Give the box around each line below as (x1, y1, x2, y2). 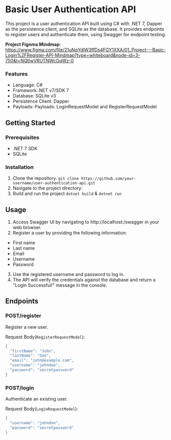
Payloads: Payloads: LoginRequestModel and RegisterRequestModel (12, 104, 157, 110)
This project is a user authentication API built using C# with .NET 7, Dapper (5, 20, 162, 27)
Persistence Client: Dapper (12, 98, 69, 104)
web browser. (12, 224, 42, 230)
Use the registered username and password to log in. (12, 271, 125, 277)
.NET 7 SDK (12, 145, 38, 151)
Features (5, 70, 28, 77)
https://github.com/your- (81, 176, 136, 181)
